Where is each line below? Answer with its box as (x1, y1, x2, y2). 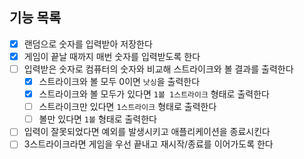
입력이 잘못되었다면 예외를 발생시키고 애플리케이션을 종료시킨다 (23, 126, 271, 138)
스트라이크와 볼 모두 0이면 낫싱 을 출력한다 (38, 76, 201, 87)
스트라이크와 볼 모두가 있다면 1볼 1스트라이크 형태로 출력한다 (38, 88, 270, 100)
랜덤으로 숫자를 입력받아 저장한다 (23, 38, 153, 50)
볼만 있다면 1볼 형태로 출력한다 (38, 113, 158, 125)
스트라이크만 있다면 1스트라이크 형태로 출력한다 (38, 101, 217, 113)
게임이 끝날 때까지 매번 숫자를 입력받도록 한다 (23, 50, 201, 62)
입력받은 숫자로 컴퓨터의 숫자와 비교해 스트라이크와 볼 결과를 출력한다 (23, 63, 294, 75)
